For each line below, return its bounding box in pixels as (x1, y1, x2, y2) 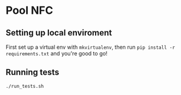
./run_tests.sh (5, 83, 44, 89)
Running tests (5, 67, 60, 78)
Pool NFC (5, 4, 53, 17)
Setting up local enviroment (5, 28, 113, 38)
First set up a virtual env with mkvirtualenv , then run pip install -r (5, 43, 176, 51)
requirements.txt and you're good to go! (5, 50, 108, 57)
